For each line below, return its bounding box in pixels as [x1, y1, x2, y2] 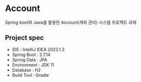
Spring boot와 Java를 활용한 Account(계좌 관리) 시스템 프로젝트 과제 [5, 19, 137, 25]
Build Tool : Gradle [12, 72, 49, 78]
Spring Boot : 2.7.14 [12, 52, 51, 57]
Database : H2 [12, 67, 41, 73]
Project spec [5, 34, 44, 42]
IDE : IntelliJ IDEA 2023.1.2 [12, 46, 64, 52]
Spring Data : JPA [12, 56, 47, 63]
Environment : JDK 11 [12, 62, 54, 68]
